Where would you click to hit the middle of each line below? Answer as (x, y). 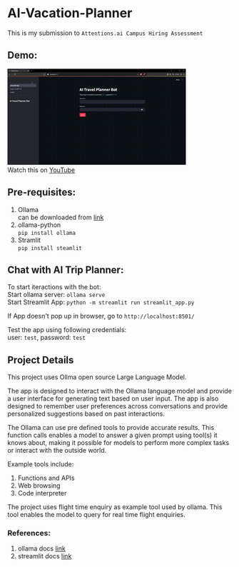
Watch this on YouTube (41, 170)
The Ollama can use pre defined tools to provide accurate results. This (111, 428)
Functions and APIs (46, 478)
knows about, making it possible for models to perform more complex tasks (118, 443)
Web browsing (39, 486)
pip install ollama (47, 233)
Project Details (41, 360)
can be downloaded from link (61, 217)
